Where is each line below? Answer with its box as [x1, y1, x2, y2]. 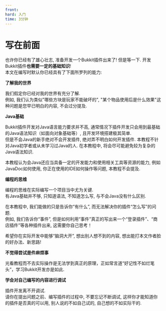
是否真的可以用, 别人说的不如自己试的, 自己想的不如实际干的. [18, 300, 142, 306]
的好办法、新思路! [5, 239, 42, 245]
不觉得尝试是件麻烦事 [5, 250, 49, 256]
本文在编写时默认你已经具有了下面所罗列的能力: [5, 69, 103, 75]
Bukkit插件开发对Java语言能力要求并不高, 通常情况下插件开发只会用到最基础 [5, 124, 161, 130]
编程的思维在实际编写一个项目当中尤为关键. [5, 187, 94, 193]
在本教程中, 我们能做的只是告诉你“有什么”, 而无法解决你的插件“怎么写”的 [5, 204, 152, 209]
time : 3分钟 [5, 16, 28, 21]
